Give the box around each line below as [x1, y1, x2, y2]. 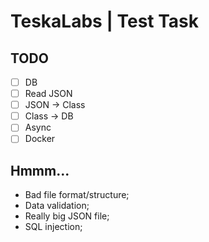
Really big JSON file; [24, 210, 110, 222]
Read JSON [24, 88, 73, 100]
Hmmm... [10, 162, 70, 179]
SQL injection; [24, 221, 83, 233]
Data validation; [24, 200, 90, 212]
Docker [24, 133, 56, 145]
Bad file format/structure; [24, 189, 130, 201]
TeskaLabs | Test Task [10, 10, 200, 33]
